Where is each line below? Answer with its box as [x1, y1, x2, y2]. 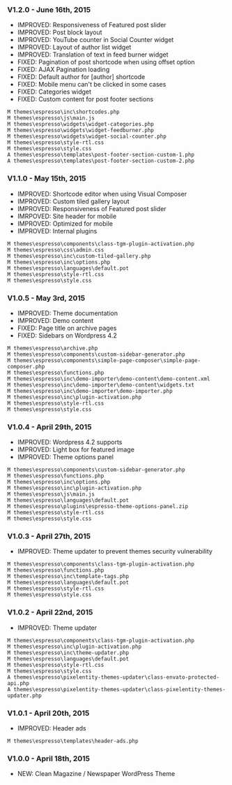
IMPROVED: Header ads [17, 724, 86, 733]
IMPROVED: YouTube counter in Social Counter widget [17, 36, 174, 44]
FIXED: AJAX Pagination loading [17, 65, 110, 74]
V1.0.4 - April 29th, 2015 [7, 422, 92, 431]
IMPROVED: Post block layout [17, 28, 102, 36]
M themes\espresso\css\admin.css [7, 246, 105, 253]
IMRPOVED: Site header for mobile [17, 212, 117, 220]
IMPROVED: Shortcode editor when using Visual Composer [17, 189, 187, 198]
